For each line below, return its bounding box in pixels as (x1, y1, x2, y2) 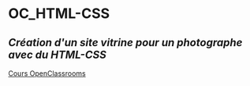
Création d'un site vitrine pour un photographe (8, 36, 243, 49)
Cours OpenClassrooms (8, 69, 86, 78)
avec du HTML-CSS (8, 48, 106, 61)
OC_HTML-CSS (8, 5, 110, 23)
